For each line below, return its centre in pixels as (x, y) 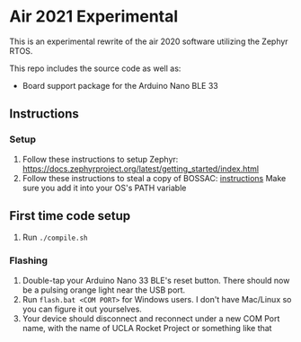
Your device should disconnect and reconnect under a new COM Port (151, 318)
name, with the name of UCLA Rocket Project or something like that (147, 328)
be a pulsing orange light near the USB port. (104, 290)
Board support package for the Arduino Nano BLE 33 (120, 85)
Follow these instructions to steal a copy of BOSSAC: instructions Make (154, 178)
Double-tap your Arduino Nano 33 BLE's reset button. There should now (156, 280)
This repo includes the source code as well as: (95, 68)
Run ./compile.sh (55, 237)
